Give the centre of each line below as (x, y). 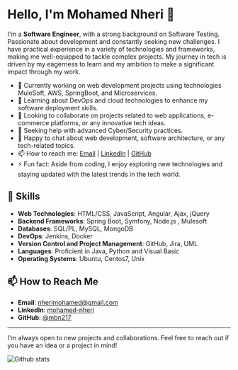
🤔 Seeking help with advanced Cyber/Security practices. (100, 130)
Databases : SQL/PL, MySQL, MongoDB (75, 229)
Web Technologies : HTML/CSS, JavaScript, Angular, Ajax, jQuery (114, 213)
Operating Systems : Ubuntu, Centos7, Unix (81, 258)
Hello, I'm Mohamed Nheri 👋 (91, 15)
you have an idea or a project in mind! (62, 345)
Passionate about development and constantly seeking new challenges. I (114, 41)
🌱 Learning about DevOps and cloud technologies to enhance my (113, 100)
